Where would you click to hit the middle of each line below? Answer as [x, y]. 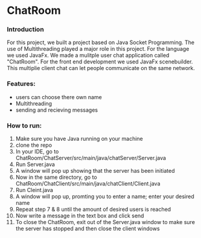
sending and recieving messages [57, 110]
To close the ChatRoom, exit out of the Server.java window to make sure [105, 222]
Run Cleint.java [34, 190]
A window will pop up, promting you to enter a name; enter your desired [105, 196]
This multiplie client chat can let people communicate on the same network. [101, 68]
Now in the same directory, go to [56, 177]
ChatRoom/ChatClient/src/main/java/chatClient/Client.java [88, 184]
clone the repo [34, 145]
